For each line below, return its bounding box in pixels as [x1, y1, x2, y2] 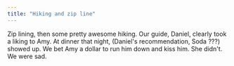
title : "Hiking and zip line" [7, 10, 96, 18]
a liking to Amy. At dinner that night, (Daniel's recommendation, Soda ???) [7, 37, 220, 46]
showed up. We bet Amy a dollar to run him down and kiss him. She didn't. [7, 44, 223, 53]
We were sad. [7, 52, 47, 60]
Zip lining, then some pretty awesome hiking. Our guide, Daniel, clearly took [7, 29, 227, 38]
